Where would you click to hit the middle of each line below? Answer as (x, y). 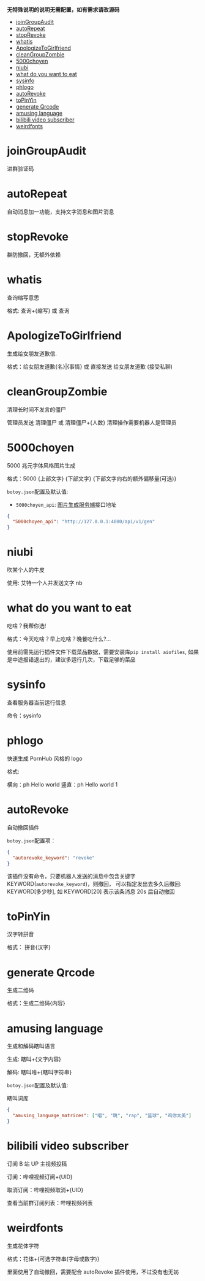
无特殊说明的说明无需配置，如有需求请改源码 (63, 10)
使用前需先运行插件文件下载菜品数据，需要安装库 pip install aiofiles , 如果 (103, 652)
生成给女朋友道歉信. (32, 353)
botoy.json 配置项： (32, 841)
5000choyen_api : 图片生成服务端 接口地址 (66, 504)
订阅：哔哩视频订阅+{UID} (40, 1177)
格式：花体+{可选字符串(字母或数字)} (53, 1259)
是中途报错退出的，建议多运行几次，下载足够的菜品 (71, 660)
